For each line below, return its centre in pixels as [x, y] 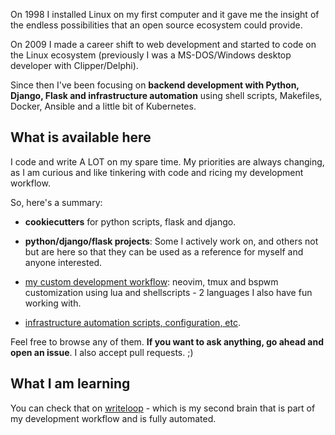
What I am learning [70, 384]
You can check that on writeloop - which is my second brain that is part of [163, 408]
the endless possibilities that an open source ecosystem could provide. [156, 25]
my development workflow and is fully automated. [113, 418]
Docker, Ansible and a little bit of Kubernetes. [103, 106]
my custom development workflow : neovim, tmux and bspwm [151, 281]
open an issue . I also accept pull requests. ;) [102, 352]
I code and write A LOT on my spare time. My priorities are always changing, [167, 161]
